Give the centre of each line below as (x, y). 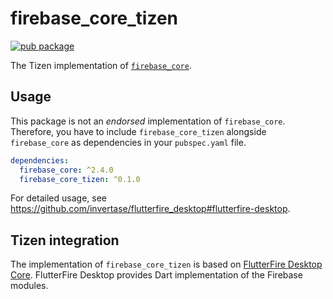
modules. (29, 286)
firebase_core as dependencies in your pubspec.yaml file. (128, 142)
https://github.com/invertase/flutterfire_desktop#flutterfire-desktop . (150, 209)
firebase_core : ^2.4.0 (66, 170)
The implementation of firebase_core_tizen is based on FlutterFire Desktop (166, 264)
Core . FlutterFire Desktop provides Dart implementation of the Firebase (156, 275)
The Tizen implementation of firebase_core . (101, 65)
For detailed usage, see (58, 198)
